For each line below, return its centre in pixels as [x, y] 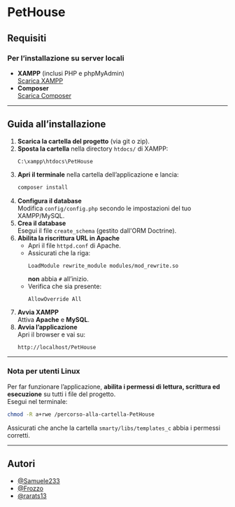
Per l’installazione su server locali [66, 58]
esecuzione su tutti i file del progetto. [62, 394]
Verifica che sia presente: [65, 286]
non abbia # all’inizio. [58, 278]
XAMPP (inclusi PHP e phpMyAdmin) [71, 73]
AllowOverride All [55, 299]
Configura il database [49, 201]
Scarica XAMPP [40, 81]
